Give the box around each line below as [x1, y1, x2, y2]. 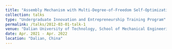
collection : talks [5, 12, 45, 17]
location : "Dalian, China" [5, 36, 63, 41]
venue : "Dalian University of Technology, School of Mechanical [5, 27, 145, 32]
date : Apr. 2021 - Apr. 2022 [5, 31, 68, 36]
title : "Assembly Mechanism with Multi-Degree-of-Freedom [5, 7, 132, 13]
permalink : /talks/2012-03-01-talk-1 [5, 21, 86, 27]
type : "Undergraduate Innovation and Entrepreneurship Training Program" [5, 17, 166, 22]
